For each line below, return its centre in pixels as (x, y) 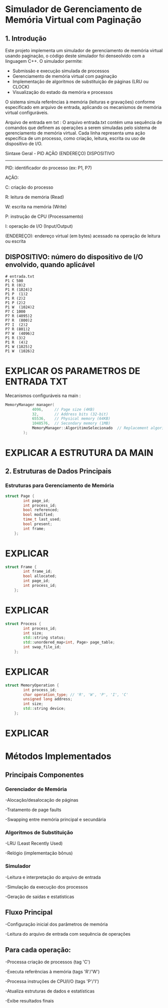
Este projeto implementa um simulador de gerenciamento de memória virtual (84, 50)
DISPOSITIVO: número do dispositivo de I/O (74, 257)
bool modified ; (39, 515)
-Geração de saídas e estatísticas (40, 897)
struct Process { (23, 623)
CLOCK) (21, 87)
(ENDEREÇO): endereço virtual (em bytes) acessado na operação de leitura (83, 236)
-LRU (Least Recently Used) (34, 843)
